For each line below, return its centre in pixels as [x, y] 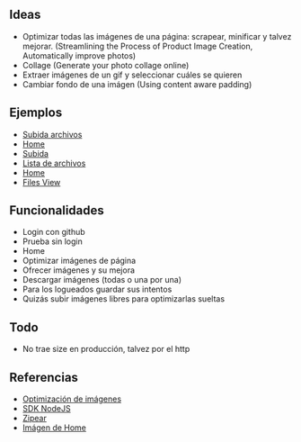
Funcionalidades [57, 211]
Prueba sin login [52, 241]
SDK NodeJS [46, 409]
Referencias [44, 377]
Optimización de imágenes [72, 399]
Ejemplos [36, 113]
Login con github [53, 232]
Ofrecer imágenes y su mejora [79, 270]
